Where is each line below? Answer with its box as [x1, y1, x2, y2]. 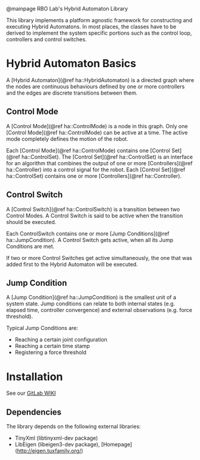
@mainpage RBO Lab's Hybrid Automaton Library [6, 5, 128, 12]
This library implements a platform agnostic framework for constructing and [6, 17, 193, 23]
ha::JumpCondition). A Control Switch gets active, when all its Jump [6, 236, 174, 243]
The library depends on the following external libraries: [6, 423, 141, 430]
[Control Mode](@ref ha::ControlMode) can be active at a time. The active [6, 129, 188, 136]
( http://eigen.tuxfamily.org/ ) [14, 447, 84, 455]
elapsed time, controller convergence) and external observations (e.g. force [6, 307, 193, 314]
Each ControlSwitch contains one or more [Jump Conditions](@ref [6, 230, 170, 237]
